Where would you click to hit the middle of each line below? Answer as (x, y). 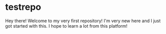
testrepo (23, 7)
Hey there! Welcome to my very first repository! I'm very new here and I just (83, 21)
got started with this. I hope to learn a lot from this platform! (66, 26)
